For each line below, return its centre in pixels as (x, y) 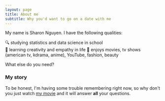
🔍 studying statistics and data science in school (54, 43)
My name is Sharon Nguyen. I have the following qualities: (64, 33)
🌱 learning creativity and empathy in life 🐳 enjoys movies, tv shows (73, 50)
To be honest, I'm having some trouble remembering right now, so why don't (82, 88)
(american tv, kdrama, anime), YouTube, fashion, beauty (62, 55)
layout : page (18, 10)
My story (16, 77)
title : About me (22, 14)
